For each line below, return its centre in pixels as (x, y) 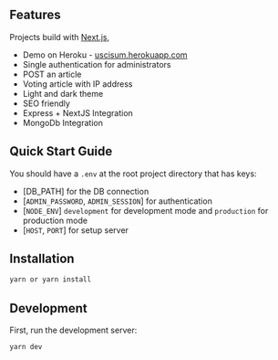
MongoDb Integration (62, 122)
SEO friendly (46, 103)
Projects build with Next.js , (60, 37)
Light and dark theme (63, 93)
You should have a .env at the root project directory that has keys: (133, 174)
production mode (55, 220)
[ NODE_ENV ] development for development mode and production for (145, 210)
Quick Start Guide (61, 151)
